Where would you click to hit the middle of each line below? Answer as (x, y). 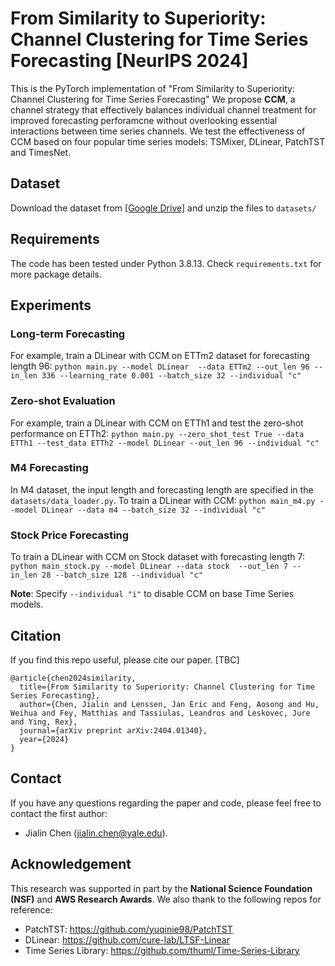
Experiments (51, 305)
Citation (36, 635)
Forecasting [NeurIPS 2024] (129, 61)
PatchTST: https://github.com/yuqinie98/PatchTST (128, 929)
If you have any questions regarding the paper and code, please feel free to (166, 803)
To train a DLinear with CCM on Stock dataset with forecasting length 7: (158, 557)
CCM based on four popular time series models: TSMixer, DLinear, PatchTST (168, 141)
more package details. (56, 274)
